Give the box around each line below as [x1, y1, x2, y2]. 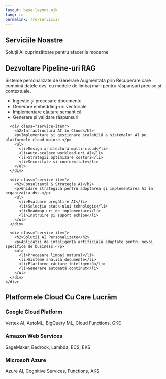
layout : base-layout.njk [5, 7, 58, 13]
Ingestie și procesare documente [12, 98, 82, 104]
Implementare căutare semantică [12, 109, 82, 115]
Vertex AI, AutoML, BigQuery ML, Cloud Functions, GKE [5, 320, 121, 326]
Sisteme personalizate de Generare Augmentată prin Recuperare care [5, 77, 151, 83]
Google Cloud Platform [5, 308, 62, 315]
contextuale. [5, 88, 31, 94]
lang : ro [5, 12, 24, 17]
